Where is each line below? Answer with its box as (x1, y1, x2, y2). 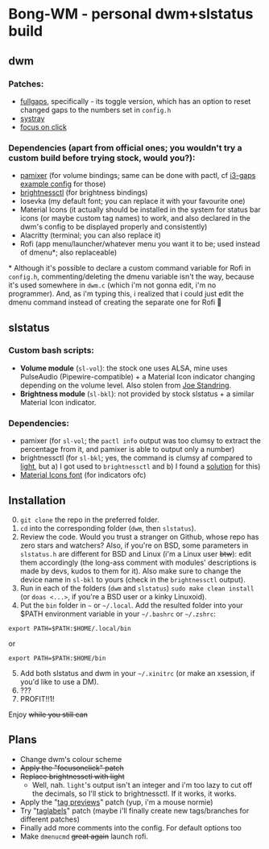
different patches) (19, 814, 81, 824)
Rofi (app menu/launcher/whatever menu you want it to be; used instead (19, 239, 260, 249)
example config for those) (19, 179, 106, 189)
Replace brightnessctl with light (19, 771, 125, 781)
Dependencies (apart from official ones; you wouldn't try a (8, 142, 243, 153)
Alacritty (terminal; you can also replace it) (19, 230, 161, 240)
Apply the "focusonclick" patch (19, 763, 125, 772)
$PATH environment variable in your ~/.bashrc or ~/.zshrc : (19, 609, 216, 619)
